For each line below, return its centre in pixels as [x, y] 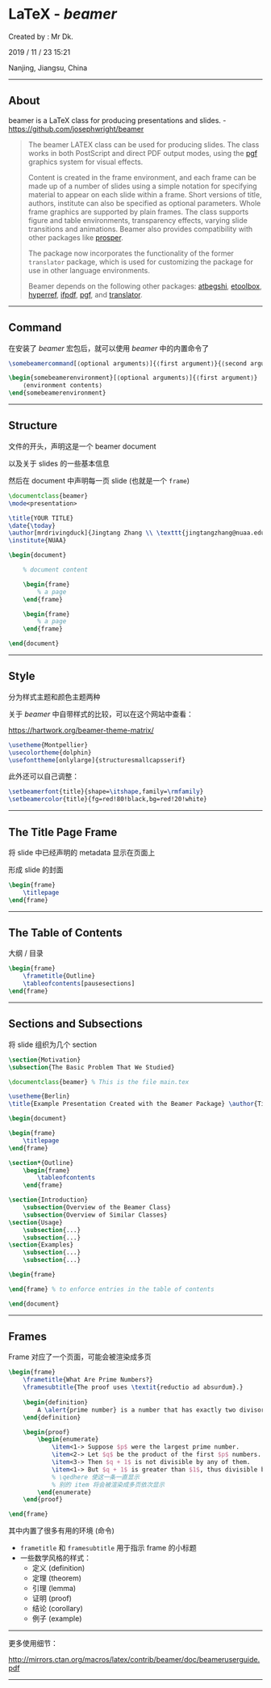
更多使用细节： [33, 1644]
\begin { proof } [46, 1432]
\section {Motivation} [45, 1060]
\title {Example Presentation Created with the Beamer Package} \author [131, 1104]
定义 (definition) [58, 1568]
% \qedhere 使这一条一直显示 [95, 1477]
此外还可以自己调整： [44, 776]
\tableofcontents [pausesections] [79, 984]
